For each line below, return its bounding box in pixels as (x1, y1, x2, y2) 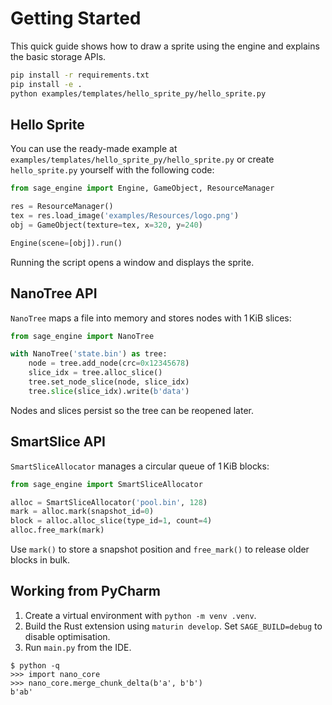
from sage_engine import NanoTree (10, 331, 155, 341)
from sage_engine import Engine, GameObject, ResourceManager (10, 183, 275, 194)
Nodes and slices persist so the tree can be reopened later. (10, 404, 254, 416)
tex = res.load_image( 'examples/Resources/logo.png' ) (10, 211, 240, 221)
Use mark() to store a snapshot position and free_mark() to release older (10, 543, 310, 555)
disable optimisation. (24, 630, 111, 642)
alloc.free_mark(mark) (10, 525, 105, 536)
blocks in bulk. (10, 554, 70, 566)
